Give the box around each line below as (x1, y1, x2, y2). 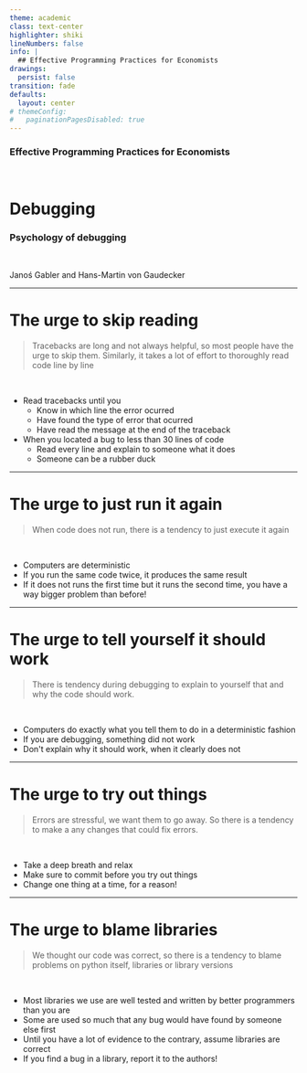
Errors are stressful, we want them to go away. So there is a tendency (31, 814, 294, 825)
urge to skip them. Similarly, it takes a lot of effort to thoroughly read (31, 349, 290, 361)
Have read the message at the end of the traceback (36, 424, 231, 435)
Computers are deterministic (22, 559, 131, 570)
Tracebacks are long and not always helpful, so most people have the (31, 340, 294, 351)
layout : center (17, 98, 76, 108)
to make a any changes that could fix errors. (31, 823, 198, 834)
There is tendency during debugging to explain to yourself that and (31, 678, 284, 690)
